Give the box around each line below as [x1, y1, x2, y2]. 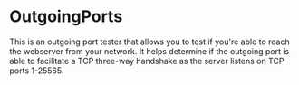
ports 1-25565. [9, 65, 64, 76]
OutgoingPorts [9, 6, 123, 27]
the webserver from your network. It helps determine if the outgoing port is [9, 45, 290, 56]
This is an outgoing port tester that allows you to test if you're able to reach [9, 36, 290, 47]
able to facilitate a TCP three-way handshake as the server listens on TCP [9, 55, 285, 66]
